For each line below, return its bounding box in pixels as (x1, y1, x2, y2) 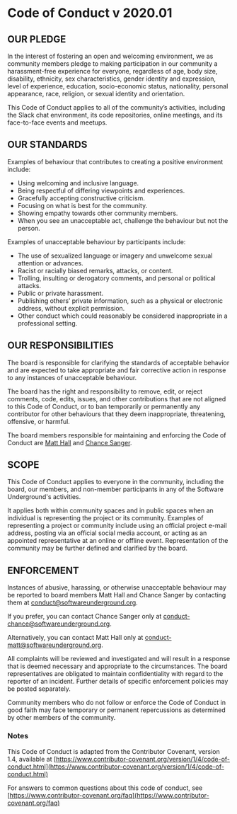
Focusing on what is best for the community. (17, 201, 148, 210)
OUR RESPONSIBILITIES (7, 340, 115, 352)
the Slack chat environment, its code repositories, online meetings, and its (7, 111, 223, 119)
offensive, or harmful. (7, 417, 71, 425)
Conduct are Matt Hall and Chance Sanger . (7, 438, 132, 447)
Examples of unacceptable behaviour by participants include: (7, 237, 186, 246)
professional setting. (17, 319, 78, 327)
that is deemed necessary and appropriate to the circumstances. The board (7, 662, 228, 670)
